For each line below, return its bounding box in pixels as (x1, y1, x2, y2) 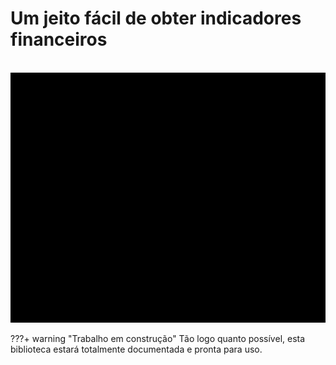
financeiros (10, 28, 108, 51)
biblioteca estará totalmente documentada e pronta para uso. (10, 343, 263, 355)
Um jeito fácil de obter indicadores (10, 7, 302, 30)
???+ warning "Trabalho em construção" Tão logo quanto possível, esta (10, 332, 306, 344)
